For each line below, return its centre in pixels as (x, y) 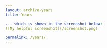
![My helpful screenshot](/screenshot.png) (52, 28)
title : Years (19, 15)
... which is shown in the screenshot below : (54, 24)
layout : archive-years (29, 10)
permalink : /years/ (26, 38)
